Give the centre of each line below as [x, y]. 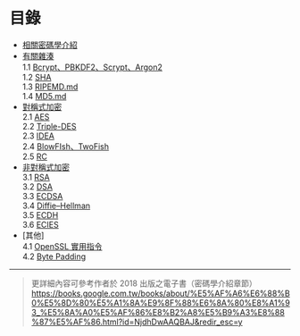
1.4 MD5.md [44, 96]
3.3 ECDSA [42, 196]
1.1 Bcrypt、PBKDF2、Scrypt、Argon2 [92, 67]
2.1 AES [36, 116]
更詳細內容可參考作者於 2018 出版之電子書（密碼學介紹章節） [144, 283]
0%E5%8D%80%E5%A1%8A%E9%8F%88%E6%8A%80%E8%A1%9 [160, 302]
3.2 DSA [37, 186]
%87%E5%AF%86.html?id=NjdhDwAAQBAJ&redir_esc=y [137, 322]
